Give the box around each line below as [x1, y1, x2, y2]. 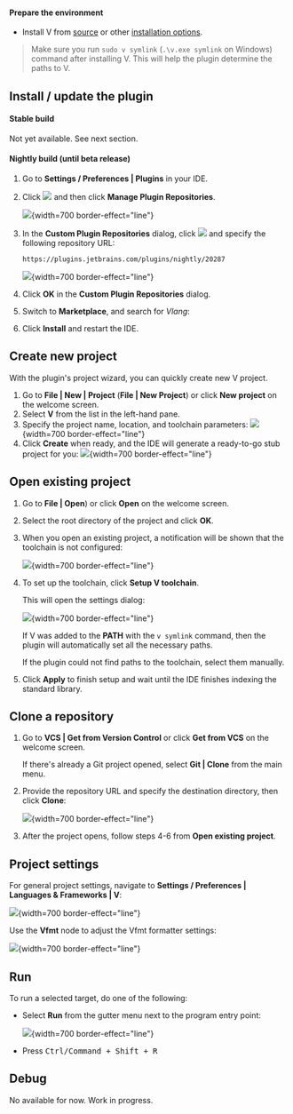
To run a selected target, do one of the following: [9, 993, 188, 1004]
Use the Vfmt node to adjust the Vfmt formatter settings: [9, 925, 218, 936]
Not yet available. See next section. [9, 133, 139, 144]
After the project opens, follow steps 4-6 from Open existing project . [21, 831, 276, 841]
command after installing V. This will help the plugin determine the [30, 53, 273, 64]
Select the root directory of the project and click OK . [21, 515, 215, 526]
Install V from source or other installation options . [21, 27, 203, 37]
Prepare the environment [9, 7, 104, 18]
